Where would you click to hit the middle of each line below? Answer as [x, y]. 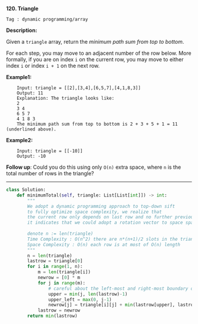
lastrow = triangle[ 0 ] [55, 261]
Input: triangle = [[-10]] [50, 151]
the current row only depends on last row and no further [100, 217]
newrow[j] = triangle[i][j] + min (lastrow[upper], [112, 305]
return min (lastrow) [52, 316]
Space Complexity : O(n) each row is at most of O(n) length [104, 244]
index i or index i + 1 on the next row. [53, 66]
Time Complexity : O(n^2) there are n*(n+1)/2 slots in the [103, 239]
